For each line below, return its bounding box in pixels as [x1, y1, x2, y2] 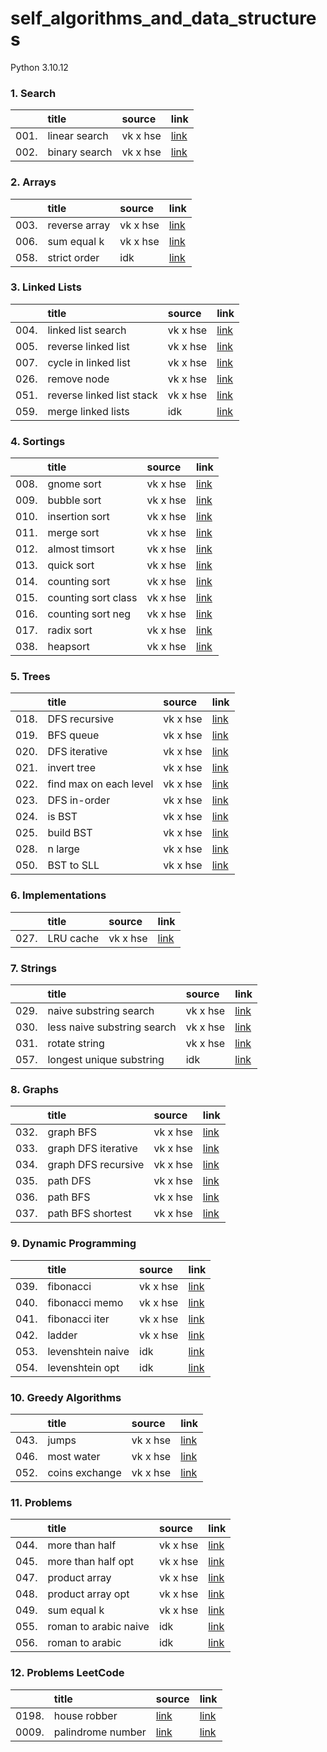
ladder [47, 1328, 78, 1342]
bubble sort [47, 493, 102, 507]
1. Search [10, 86, 57, 100]
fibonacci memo [47, 1295, 124, 1309]
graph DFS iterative [47, 1142, 138, 1156]
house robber [53, 1708, 118, 1722]
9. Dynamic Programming [10, 1237, 137, 1251]
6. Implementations [10, 888, 107, 902]
